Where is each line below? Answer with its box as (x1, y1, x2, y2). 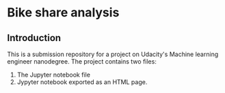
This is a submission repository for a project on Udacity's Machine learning (7, 50, 219, 58)
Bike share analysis (7, 5, 120, 21)
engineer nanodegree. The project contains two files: (7, 57, 157, 66)
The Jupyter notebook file (16, 70, 91, 79)
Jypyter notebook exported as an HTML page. (16, 78, 148, 86)
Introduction (7, 32, 62, 44)
